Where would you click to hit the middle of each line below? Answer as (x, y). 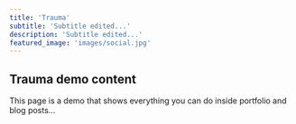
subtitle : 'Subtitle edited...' (70, 26)
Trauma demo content (73, 79)
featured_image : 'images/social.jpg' (80, 43)
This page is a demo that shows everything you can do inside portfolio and (148, 101)
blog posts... (32, 111)
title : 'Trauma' (40, 18)
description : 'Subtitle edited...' (76, 34)
